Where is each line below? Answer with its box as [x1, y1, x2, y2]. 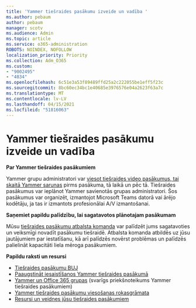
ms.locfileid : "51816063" [6, 107, 69, 113]
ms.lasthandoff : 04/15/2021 [6, 101, 75, 107]
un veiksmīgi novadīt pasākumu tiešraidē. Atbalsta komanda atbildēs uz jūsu [6, 229, 190, 236]
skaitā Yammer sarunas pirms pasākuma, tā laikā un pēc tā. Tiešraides [6, 181, 176, 188]
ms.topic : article [6, 36, 51, 42]
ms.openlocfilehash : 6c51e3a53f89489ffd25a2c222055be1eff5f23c [6, 80, 164, 86]
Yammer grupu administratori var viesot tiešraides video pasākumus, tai [6, 175, 180, 182]
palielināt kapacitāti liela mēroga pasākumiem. [6, 242, 118, 249]
